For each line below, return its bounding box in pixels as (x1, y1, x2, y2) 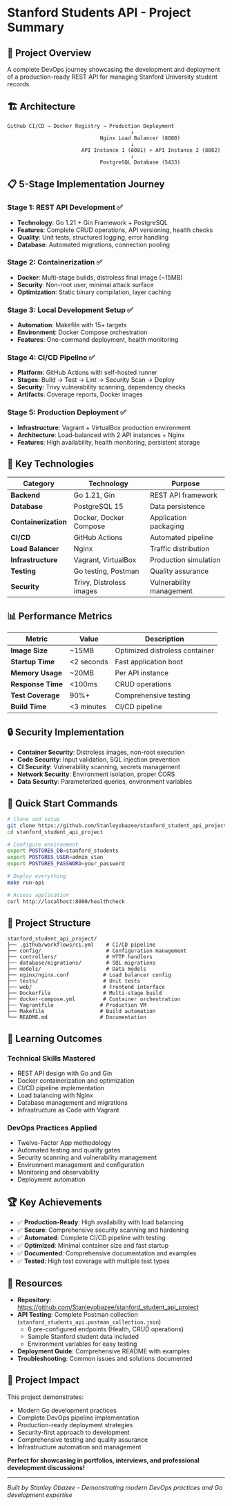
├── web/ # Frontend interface (7, 984, 166, 991)
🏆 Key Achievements (7, 1196, 102, 1208)
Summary (7, 19, 64, 35)
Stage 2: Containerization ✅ (7, 258, 103, 267)
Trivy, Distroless (73, 577, 126, 587)
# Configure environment (7, 841, 79, 848)
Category (23, 479, 55, 488)
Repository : (17, 1295, 52, 1304)
